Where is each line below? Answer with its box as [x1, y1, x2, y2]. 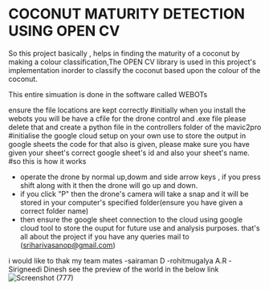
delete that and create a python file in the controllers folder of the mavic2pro [8, 122, 262, 132]
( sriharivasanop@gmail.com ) [19, 240, 116, 250]
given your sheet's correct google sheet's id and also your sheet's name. [8, 148, 251, 157]
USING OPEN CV [8, 22, 120, 40]
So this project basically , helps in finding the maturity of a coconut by [8, 48, 240, 58]
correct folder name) [19, 206, 89, 215]
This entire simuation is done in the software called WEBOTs [8, 89, 208, 99]
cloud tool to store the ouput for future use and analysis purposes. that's [19, 223, 260, 233]
